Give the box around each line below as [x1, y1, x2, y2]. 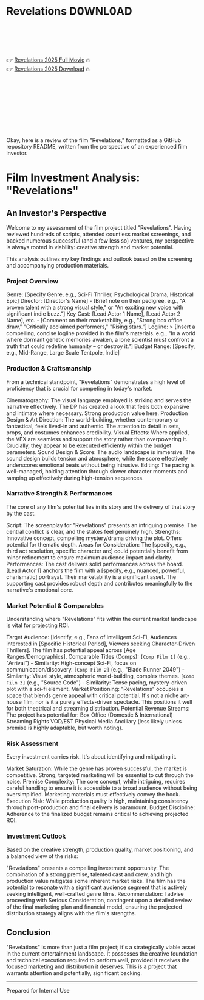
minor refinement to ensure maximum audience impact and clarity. [6, 553, 173, 561]
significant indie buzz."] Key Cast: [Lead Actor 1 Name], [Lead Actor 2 [6, 310, 181, 317]
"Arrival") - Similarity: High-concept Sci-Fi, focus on [6, 659, 137, 667]
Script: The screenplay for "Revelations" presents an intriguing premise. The [6, 521, 197, 528]
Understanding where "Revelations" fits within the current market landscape [6, 615, 197, 623]
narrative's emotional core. [6, 586, 74, 594]
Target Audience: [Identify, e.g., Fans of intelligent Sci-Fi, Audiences [6, 634, 177, 641]
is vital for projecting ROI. [6, 622, 70, 629]
